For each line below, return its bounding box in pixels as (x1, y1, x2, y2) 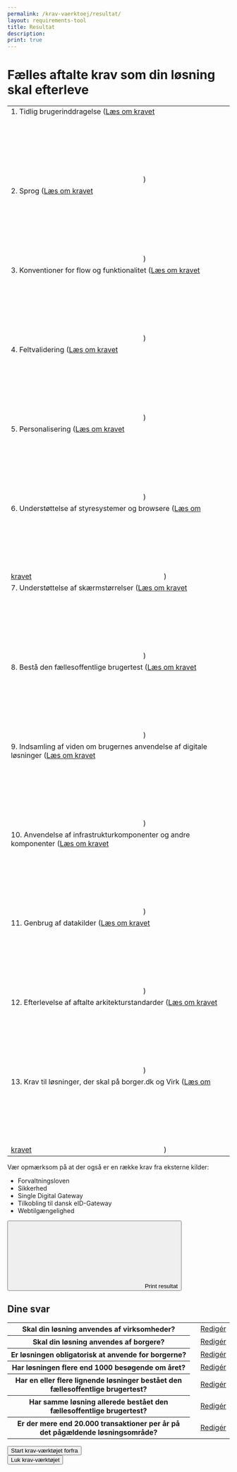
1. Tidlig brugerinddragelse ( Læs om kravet (11, 107, 155, 116)
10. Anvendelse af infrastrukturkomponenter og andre (11, 830, 190, 840)
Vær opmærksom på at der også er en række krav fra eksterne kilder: (7, 1163, 209, 1171)
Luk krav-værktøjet (11, 1456, 60, 1464)
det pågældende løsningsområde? (39, 1427, 158, 1437)
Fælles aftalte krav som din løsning (7, 67, 216, 83)
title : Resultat (7, 23, 55, 30)
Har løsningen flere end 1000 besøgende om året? (11, 1363, 186, 1373)
